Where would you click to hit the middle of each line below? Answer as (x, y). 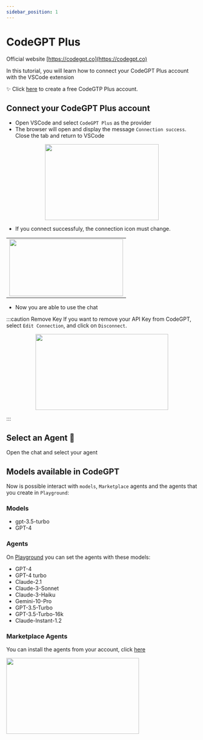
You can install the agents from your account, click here (76, 649)
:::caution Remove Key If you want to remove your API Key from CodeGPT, (99, 319)
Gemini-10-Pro (33, 601)
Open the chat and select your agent (52, 453)
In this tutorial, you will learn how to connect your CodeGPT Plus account (98, 70)
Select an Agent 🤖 (41, 438)
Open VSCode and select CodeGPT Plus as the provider (83, 123)
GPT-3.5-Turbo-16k (39, 614)
